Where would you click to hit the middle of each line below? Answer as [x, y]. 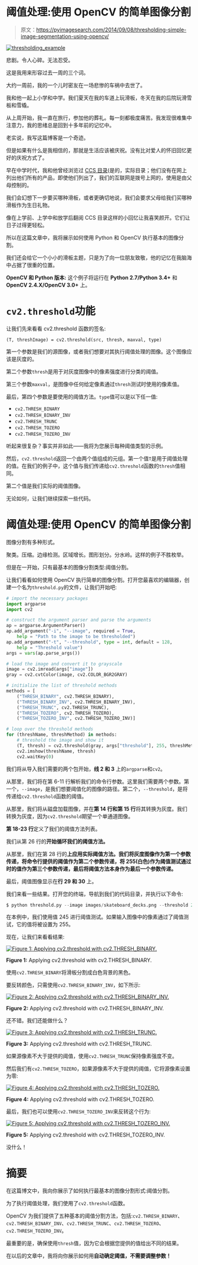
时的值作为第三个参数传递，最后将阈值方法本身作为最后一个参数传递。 [91, 868]
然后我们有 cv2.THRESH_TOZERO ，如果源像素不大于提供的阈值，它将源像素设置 [98, 1068]
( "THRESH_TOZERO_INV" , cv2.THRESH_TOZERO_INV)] [76, 719]
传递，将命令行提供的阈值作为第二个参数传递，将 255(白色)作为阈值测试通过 [99, 861]
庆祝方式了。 [32, 157]
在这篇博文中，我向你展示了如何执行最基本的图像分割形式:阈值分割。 [90, 1191]
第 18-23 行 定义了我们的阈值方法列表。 [53, 829]
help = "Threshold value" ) [50, 648]
